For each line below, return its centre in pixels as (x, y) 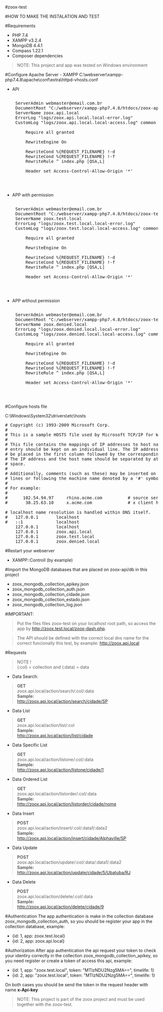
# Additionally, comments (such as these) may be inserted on (81, 474)
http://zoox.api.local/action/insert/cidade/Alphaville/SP (72, 838)
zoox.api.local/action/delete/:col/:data (55, 896)
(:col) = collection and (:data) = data (53, 667)
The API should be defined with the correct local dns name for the (83, 638)
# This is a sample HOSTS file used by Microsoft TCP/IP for (79, 435)
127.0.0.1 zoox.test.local (55, 537)
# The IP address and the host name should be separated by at (82, 459)
